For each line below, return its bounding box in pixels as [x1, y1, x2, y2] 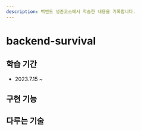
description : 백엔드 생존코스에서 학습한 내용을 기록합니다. [6, 8, 136, 15]
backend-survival [6, 34, 96, 47]
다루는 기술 [6, 116, 45, 126]
